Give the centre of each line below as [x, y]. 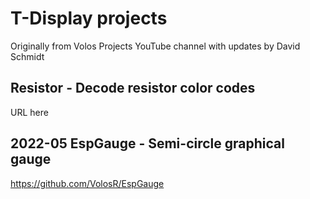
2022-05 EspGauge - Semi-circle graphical [147, 143]
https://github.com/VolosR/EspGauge [87, 183]
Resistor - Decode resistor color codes [133, 88]
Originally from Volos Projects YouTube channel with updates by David [155, 46]
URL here [29, 112]
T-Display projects [89, 18]
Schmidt [27, 56]
